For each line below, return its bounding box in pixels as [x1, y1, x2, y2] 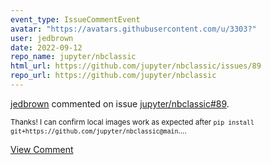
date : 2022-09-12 [10, 42, 83, 53]
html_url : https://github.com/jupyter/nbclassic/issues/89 [10, 61, 262, 71]
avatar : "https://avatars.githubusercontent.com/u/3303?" [10, 24, 257, 34]
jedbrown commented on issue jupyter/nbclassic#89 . [10, 97, 230, 110]
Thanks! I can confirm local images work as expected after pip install [10, 117, 255, 127]
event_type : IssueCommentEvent [10, 14, 141, 25]
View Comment [10, 143, 74, 155]
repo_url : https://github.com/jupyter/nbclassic [10, 71, 217, 81]
